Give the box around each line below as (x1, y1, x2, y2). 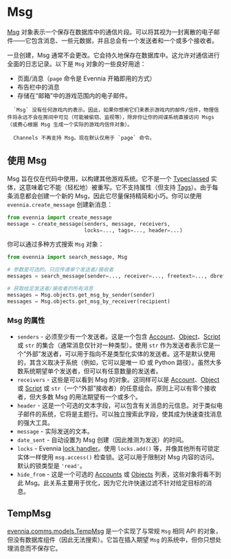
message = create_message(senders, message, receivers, (7, 220, 170, 227)
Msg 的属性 (7, 315, 45, 325)
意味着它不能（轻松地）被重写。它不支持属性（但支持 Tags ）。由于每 (25, 183, 219, 191)
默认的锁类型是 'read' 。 (16, 461, 86, 470)
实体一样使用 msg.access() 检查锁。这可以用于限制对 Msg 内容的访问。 (16, 452, 219, 461)
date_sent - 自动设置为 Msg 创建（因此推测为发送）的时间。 (16, 435, 188, 444)
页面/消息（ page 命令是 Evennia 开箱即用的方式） (16, 74, 156, 83)
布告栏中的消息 (16, 83, 60, 91)
